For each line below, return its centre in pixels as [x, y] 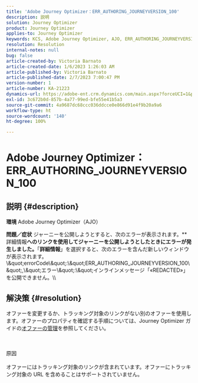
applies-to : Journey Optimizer [44, 34]
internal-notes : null [33, 50]
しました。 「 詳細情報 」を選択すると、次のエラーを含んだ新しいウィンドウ [100, 249]
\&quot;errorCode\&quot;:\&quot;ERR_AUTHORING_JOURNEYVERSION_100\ [98, 263]
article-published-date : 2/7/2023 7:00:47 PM [63, 77]
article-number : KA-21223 [38, 89]
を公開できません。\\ [31, 278]
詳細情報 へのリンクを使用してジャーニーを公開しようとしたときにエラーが [96, 242]
